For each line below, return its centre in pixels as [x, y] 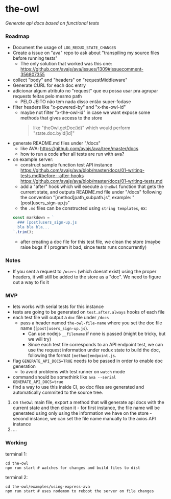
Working [16, 443]
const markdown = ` [33, 218]
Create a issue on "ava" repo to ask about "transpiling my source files [86, 53]
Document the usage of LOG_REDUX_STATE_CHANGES [64, 47]
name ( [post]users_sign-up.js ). [54, 328]
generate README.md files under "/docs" [57, 143]
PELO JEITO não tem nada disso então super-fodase [76, 102]
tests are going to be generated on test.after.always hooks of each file [89, 312]
